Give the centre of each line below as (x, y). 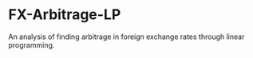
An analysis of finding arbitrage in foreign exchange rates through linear (126, 37)
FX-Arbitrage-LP (65, 15)
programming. (32, 44)
